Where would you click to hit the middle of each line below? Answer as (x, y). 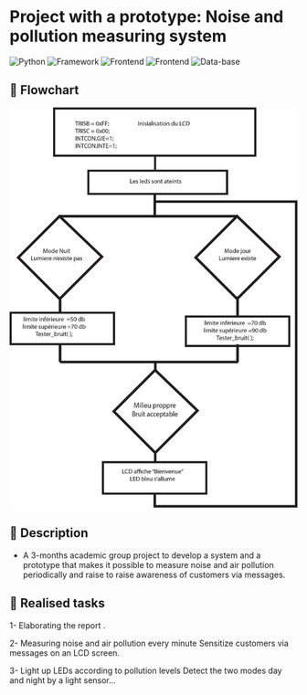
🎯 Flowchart (44, 90)
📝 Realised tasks (57, 603)
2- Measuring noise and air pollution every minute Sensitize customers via (149, 643)
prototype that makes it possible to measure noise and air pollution (148, 564)
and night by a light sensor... (63, 680)
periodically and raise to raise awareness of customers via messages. (154, 574)
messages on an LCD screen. (65, 653)
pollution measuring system (118, 36)
